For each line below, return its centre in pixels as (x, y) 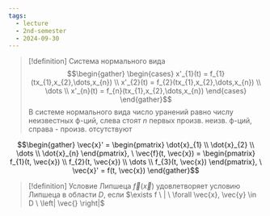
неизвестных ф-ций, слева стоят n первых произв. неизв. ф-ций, (140, 121)
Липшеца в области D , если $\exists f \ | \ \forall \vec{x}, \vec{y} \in (142, 195)
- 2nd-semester (41, 31)
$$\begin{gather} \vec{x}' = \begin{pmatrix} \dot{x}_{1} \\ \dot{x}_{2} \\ (136, 145)
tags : (17, 16)
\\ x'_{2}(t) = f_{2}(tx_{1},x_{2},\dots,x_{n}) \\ (188, 82)
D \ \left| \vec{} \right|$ (66, 203)
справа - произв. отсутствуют (80, 129)
